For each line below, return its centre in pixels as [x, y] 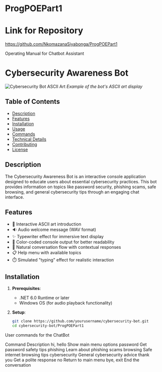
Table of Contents [33, 102]
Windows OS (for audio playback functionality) [66, 303]
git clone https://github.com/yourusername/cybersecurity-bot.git [80, 321]
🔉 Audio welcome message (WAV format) [54, 229]
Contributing [24, 144]
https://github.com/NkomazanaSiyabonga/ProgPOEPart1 [61, 44]
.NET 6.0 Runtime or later [44, 298]
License [20, 149]
